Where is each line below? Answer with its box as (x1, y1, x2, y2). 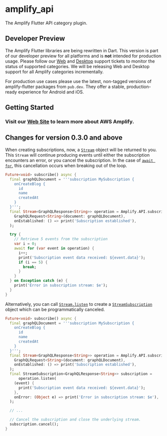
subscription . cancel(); (9, 422, 59, 427)
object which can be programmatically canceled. (5, 306, 105, 312)
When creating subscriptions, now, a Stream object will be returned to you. (5, 147, 157, 153)
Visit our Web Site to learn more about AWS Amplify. (5, 118, 134, 125)
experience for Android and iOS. (18, 88, 84, 95)
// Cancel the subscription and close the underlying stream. (9, 417, 141, 422)
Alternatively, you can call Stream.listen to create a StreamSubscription (5, 301, 153, 307)
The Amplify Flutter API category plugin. (5, 20, 87, 26)
